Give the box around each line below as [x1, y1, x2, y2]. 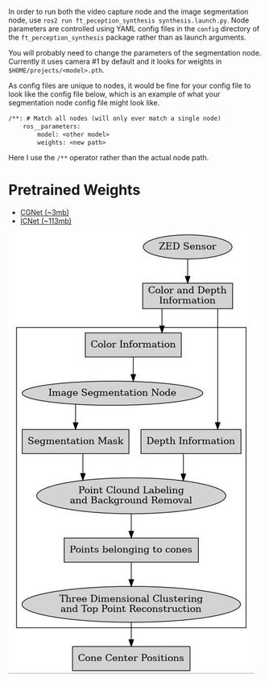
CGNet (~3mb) [19, 207, 70, 217]
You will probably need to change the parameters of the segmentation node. [8, 48, 262, 57]
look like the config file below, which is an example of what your [8, 89, 221, 99]
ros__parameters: [23, 122, 81, 130]
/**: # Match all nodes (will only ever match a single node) [8, 114, 221, 122]
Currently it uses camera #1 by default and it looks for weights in [8, 56, 222, 66]
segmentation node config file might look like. [8, 98, 160, 107]
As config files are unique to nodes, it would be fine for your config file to [8, 81, 251, 90]
